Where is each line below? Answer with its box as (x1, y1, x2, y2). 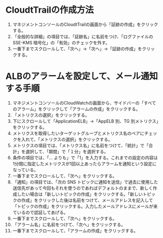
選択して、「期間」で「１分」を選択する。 (25, 148, 109, 154)
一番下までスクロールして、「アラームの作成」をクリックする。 (12, 227, 138, 234)
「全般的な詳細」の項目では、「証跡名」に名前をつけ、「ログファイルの (12, 34, 154, 39)
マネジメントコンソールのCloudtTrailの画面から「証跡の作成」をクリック (12, 21, 159, 27)
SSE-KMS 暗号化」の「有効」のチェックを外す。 (12, 39, 110, 45)
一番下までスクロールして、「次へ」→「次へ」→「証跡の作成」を (12, 46, 143, 52)
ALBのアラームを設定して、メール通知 (5, 71, 158, 82)
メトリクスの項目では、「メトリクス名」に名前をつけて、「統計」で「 (12, 142, 149, 148)
